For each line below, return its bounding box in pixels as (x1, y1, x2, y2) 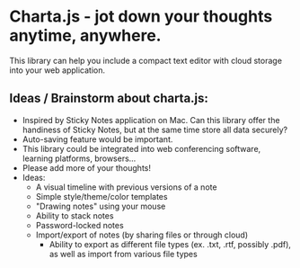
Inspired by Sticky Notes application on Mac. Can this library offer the (22, 114, 280, 125)
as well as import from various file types (49, 248, 198, 259)
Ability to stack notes (35, 210, 114, 221)
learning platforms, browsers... (22, 153, 137, 164)
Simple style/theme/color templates (35, 191, 168, 201)
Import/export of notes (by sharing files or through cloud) (35, 229, 249, 240)
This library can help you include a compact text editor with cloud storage (9, 55, 283, 66)
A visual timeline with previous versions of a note (35, 182, 217, 192)
